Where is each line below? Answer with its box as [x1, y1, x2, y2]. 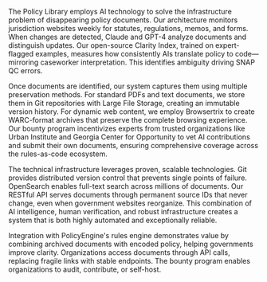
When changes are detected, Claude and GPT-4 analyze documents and [8, 32, 247, 41]
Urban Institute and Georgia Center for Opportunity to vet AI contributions [8, 132, 251, 142]
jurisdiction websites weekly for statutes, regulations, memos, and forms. [8, 24, 249, 33]
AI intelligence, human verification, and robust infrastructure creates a [8, 207, 238, 216]
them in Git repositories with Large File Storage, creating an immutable [8, 99, 241, 108]
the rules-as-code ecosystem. [8, 149, 108, 159]
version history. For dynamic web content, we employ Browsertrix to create [8, 107, 255, 116]
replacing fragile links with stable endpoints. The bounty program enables [8, 257, 251, 265]
